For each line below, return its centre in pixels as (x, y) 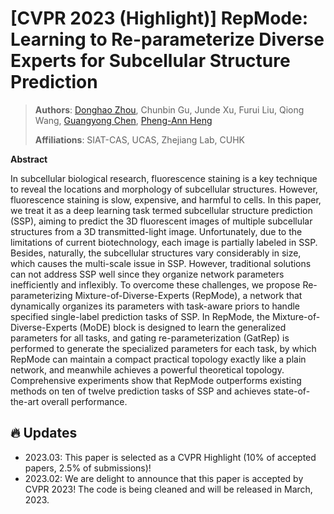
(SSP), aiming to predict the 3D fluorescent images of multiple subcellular (161, 221)
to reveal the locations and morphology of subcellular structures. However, (164, 189)
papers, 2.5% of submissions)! (88, 468)
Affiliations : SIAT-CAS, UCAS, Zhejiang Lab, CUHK (140, 139)
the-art (25, 401)
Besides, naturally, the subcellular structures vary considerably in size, (156, 253)
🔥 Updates (44, 433)
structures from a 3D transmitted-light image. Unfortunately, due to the (156, 231)
